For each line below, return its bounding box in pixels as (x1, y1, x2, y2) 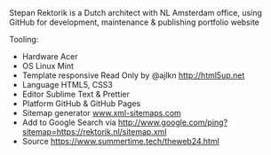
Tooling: (9, 35, 39, 44)
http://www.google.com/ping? (118, 117, 228, 128)
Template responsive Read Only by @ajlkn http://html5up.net (21, 70, 245, 81)
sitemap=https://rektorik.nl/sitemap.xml (21, 127, 167, 136)
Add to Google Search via (21, 117, 117, 128)
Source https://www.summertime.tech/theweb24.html (21, 136, 219, 146)
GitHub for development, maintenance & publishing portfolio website (9, 17, 260, 27)
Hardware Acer (21, 51, 78, 61)
